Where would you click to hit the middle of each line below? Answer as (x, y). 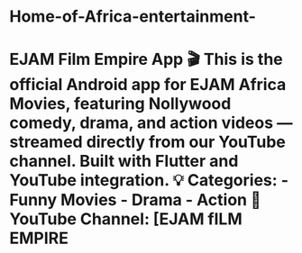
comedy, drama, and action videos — (151, 123)
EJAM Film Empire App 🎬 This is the (146, 59)
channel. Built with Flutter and (124, 162)
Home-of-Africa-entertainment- (133, 17)
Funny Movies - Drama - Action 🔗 (135, 200)
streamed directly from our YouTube (147, 142)
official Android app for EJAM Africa (148, 85)
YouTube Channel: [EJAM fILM (126, 219)
